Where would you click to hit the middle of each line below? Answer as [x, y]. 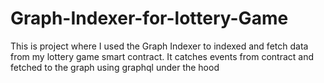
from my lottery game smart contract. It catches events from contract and [162, 56]
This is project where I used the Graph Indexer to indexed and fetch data [159, 46]
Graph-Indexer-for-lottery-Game [149, 18]
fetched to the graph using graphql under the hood [115, 67]
